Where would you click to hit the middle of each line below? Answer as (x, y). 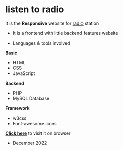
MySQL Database (31, 98)
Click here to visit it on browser (38, 133)
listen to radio (35, 9)
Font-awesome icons (34, 123)
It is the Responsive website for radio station (52, 23)
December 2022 (30, 143)
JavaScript (24, 73)
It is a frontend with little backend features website (65, 33)
